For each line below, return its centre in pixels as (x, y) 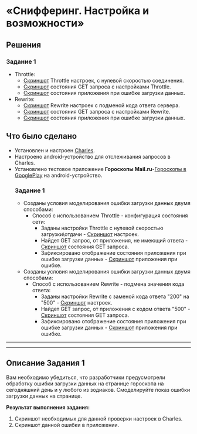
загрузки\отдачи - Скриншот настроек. (90, 234)
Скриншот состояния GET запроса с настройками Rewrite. (97, 111)
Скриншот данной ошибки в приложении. (67, 425)
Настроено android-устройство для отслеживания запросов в (93, 156)
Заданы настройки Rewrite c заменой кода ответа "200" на (115, 296)
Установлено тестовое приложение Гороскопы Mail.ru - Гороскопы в (100, 169)
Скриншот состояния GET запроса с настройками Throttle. (97, 87)
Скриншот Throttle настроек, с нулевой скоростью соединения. (103, 80)
